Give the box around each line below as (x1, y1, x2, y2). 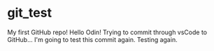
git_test (7, 5, 52, 21)
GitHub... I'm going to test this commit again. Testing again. (7, 35, 178, 43)
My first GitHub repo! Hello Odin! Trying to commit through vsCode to (7, 28, 208, 36)
